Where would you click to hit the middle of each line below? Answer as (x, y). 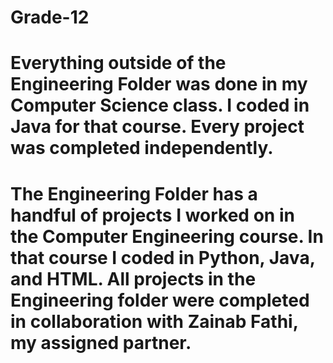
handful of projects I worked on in (152, 215)
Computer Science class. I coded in (160, 105)
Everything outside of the (118, 63)
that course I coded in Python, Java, (163, 257)
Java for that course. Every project (157, 127)
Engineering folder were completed (160, 300)
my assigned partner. (101, 342)
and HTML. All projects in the (133, 278)
